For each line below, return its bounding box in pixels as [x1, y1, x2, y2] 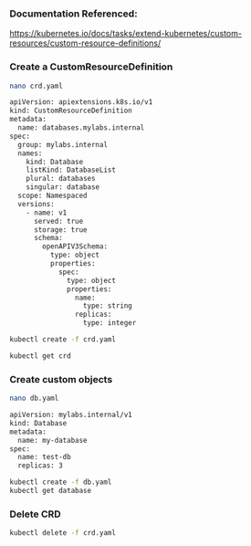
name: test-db [17, 453, 71, 462]
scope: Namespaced [17, 191, 89, 201]
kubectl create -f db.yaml [9, 478, 112, 487]
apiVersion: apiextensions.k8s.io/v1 [9, 98, 153, 107]
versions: [17, 199, 55, 208]
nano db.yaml [9, 394, 59, 404]
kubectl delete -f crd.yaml [9, 529, 117, 538]
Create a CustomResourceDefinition [9, 60, 173, 73]
